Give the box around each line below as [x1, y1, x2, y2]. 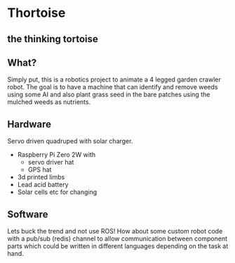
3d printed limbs [17, 173, 65, 181]
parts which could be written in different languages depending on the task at [7, 242, 229, 250]
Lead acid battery [17, 181, 69, 189]
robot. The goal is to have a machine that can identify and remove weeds [7, 83, 218, 91]
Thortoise [7, 5, 66, 21]
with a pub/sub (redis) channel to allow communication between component [7, 234, 228, 243]
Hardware [7, 118, 51, 130]
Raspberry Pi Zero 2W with [17, 150, 96, 159]
